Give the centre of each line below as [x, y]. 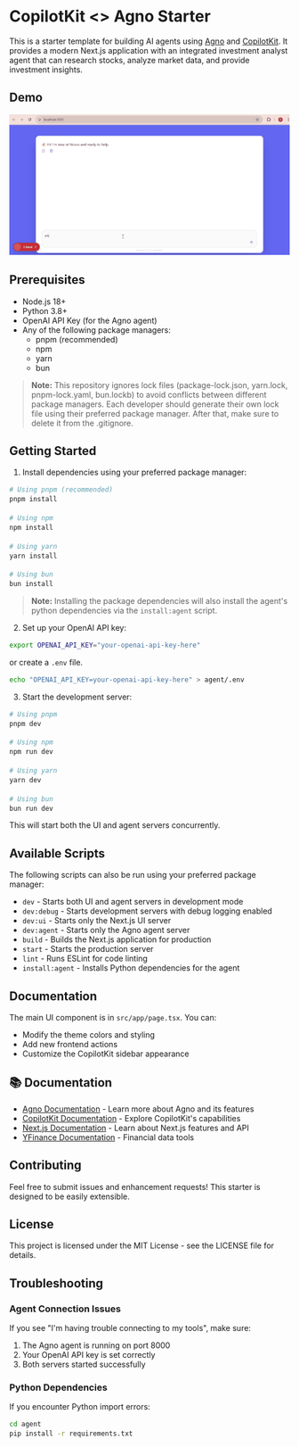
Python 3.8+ [45, 310]
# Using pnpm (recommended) [61, 490]
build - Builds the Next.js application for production [117, 939]
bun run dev [31, 808]
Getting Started [53, 451]
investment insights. [46, 70]
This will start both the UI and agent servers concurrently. [115, 825]
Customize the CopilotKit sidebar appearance [105, 1054]
